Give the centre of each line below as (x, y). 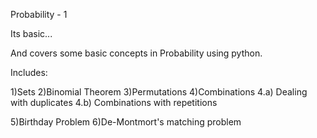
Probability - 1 (39, 14)
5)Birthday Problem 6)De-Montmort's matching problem (126, 122)
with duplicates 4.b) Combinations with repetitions (114, 102)
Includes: (29, 72)
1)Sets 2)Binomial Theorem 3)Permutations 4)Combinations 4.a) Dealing (159, 92)
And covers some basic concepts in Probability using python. (136, 53)
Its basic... (31, 33)
